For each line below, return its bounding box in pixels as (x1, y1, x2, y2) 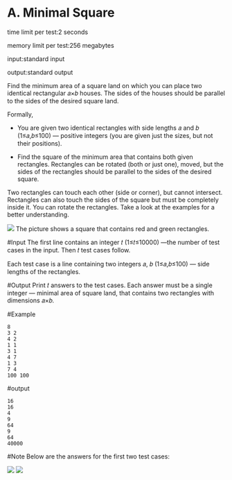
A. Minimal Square (7, 5, 115, 21)
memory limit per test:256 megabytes (7, 41, 114, 49)
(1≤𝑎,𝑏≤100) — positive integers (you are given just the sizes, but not (17, 131, 213, 139)
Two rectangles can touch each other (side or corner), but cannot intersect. (7, 188, 223, 196)
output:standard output (7, 68, 73, 76)
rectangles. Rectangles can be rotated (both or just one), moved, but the (17, 160, 224, 168)
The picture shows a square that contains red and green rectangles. (15, 224, 210, 233)
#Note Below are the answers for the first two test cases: (7, 452, 170, 461)
